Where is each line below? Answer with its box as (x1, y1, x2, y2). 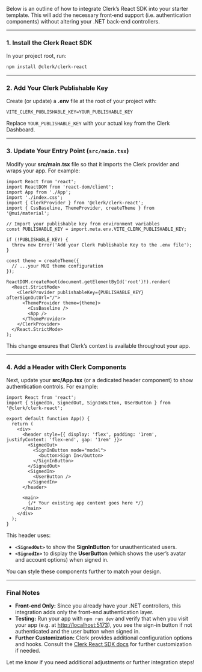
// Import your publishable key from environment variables (6, 221, 161, 227)
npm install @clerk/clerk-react (6, 64, 87, 70)
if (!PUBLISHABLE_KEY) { (6, 236, 69, 243)
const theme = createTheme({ (6, 257, 79, 264)
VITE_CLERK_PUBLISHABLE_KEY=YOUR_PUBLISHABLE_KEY (6, 109, 133, 115)
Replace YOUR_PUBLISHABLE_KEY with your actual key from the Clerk (6, 120, 170, 127)
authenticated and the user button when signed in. (14, 628, 140, 635)
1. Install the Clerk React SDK (6, 39, 93, 47)
